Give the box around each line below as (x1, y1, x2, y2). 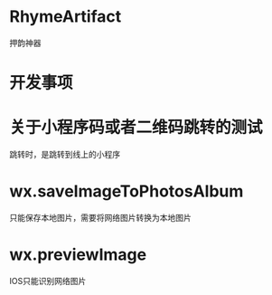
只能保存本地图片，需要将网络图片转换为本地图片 (9, 213, 192, 223)
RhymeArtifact (9, 6, 122, 27)
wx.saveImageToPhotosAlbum (9, 181, 244, 202)
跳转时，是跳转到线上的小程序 (9, 149, 120, 160)
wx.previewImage (9, 244, 147, 265)
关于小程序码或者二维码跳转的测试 (9, 118, 264, 138)
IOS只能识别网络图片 (9, 275, 87, 286)
